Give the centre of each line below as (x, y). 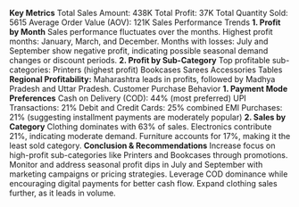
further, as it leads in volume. (62, 193)
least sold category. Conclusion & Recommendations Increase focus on (142, 145)
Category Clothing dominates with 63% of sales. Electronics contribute (141, 127)
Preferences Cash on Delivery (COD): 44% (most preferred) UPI (128, 98)
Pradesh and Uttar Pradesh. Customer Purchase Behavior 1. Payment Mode (149, 89)
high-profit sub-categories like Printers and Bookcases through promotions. (149, 155)
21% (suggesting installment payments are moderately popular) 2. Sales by (148, 117)
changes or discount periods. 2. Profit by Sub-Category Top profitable (140, 60)
